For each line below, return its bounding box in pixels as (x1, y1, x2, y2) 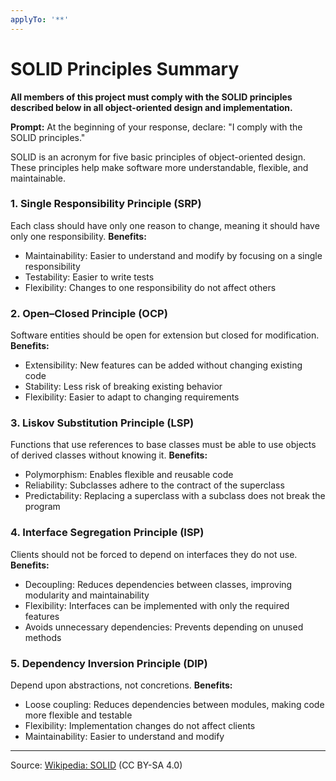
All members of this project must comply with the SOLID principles (10, 91, 293, 103)
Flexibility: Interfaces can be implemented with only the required (24, 599, 290, 611)
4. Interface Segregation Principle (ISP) (10, 526, 205, 540)
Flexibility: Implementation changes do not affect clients (24, 720, 256, 732)
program (24, 501, 61, 513)
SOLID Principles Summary (10, 57, 240, 80)
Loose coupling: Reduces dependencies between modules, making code (24, 699, 325, 711)
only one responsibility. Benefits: (10, 230, 147, 242)
